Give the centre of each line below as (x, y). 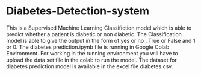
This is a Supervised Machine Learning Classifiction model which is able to (99, 28)
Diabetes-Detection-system (78, 11)
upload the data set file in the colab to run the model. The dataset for (91, 60)
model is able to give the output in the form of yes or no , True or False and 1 (101, 40)
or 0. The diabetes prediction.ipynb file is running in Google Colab (88, 47)
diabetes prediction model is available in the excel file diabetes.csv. (90, 66)
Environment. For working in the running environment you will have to (92, 53)
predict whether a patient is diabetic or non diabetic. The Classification (94, 34)
